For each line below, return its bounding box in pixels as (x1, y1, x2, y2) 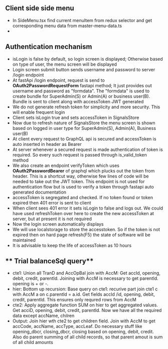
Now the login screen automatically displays (12, 221, 104, 227)
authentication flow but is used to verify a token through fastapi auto (12, 184, 154, 190)
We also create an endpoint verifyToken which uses (12, 162, 119, 168)
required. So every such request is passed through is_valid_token (12, 151, 147, 157)
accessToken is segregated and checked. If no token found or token (12, 194, 153, 200)
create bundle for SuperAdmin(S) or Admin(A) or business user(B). (12, 93, 150, 99)
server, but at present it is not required (12, 216, 92, 222)
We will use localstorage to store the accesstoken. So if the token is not (12, 226, 160, 232)
